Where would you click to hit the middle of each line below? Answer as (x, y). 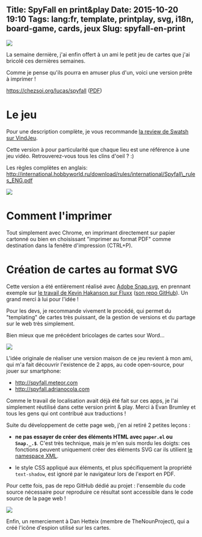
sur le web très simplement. (41, 324)
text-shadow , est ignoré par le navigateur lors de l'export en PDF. (95, 474)
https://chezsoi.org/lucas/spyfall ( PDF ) (54, 90)
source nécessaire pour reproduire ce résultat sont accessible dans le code (100, 492)
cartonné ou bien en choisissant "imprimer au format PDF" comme (89, 239)
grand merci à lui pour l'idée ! (43, 299)
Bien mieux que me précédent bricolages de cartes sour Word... (86, 335)
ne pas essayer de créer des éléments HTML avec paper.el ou (94, 437)
